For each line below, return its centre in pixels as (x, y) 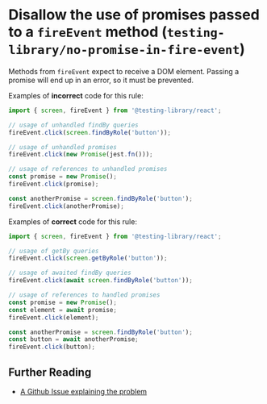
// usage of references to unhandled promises (88, 169)
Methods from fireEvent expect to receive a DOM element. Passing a (124, 71)
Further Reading (50, 372)
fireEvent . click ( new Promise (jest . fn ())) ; (81, 155)
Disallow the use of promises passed (134, 15)
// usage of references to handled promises (84, 295)
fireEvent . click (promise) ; (54, 184)
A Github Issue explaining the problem (83, 392)
